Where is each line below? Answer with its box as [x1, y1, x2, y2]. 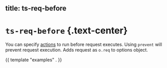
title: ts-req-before [5, 4, 67, 13]
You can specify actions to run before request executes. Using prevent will [5, 41, 162, 48]
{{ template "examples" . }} [5, 57, 62, 63]
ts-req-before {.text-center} [5, 25, 128, 36]
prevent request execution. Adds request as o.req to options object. [5, 47, 148, 53]
